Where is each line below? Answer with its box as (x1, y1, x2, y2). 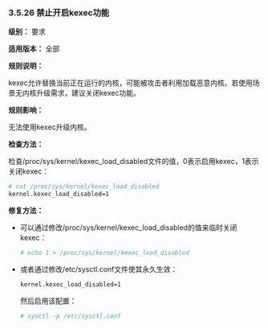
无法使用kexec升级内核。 (8, 122, 91, 132)
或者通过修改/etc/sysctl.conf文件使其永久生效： (19, 264, 178, 274)
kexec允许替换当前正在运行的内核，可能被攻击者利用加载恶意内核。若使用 (8, 78, 253, 88)
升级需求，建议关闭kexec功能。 (35, 88, 140, 98)
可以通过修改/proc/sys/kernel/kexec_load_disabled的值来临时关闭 (19, 223, 238, 232)
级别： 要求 (8, 27, 46, 37)
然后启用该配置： (19, 296, 77, 305)
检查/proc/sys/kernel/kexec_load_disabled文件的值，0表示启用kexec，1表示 (8, 157, 259, 166)
